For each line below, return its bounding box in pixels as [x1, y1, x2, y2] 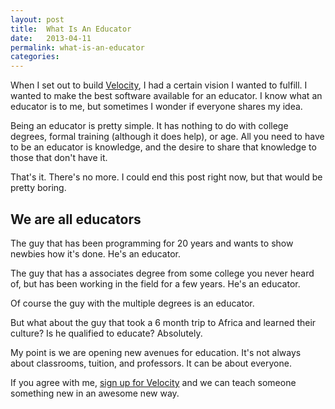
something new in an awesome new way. [10, 387, 180, 399]
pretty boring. [10, 182, 67, 194]
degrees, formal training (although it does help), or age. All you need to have [10, 131, 325, 143]
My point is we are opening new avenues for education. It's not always [10, 346, 302, 358]
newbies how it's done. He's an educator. [10, 247, 182, 260]
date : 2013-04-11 [10, 33, 92, 43]
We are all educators [10, 211, 142, 228]
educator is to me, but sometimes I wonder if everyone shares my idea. [10, 101, 303, 113]
